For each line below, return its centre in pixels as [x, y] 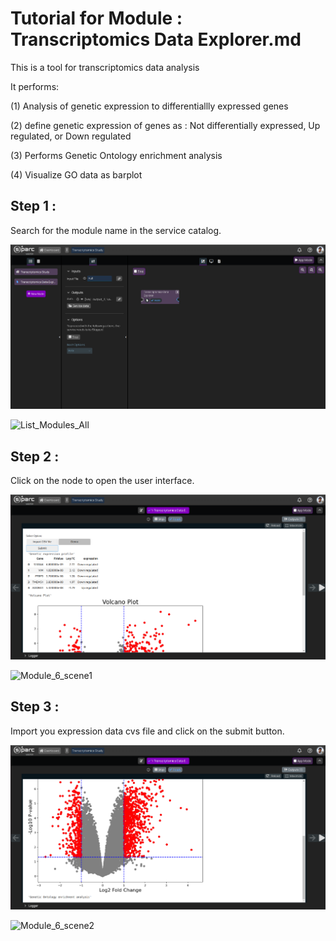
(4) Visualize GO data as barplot [76, 174]
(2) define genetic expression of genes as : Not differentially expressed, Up [165, 125]
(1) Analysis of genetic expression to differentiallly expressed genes [149, 106]
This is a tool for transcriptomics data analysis [105, 67]
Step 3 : [35, 707]
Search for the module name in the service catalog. [116, 230]
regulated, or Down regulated [71, 136]
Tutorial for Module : [96, 18]
